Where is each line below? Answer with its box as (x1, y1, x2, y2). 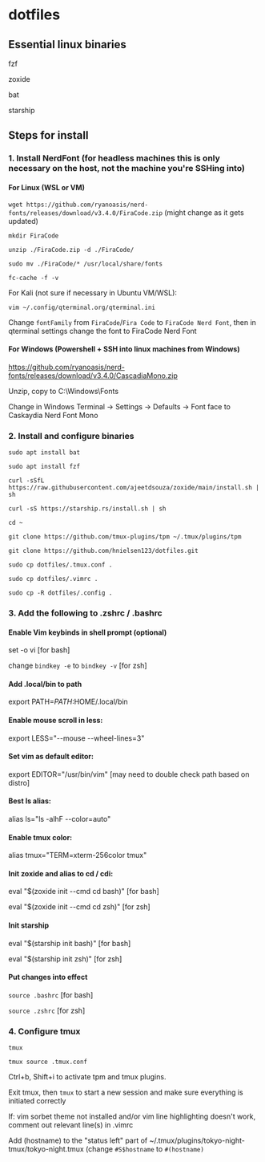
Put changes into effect (8, 973, 88, 982)
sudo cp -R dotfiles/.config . (8, 589, 113, 597)
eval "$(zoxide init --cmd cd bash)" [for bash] (8, 887, 160, 896)
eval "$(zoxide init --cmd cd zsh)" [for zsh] (8, 902, 151, 912)
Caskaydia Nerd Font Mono (8, 410, 98, 420)
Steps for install (8, 128, 89, 142)
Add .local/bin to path (8, 679, 82, 689)
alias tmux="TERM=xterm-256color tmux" (8, 851, 147, 860)
